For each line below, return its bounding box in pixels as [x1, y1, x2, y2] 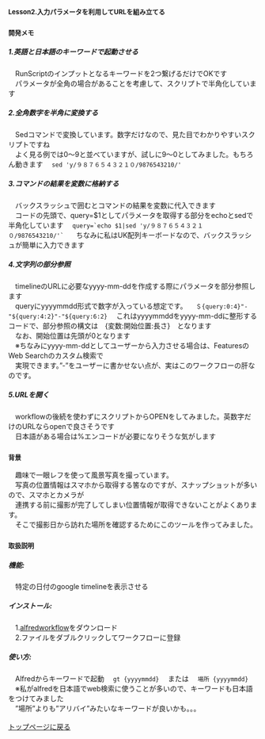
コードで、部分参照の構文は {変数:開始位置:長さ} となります [8, 320, 212, 331]
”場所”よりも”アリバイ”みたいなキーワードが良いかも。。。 [14, 703, 201, 713]
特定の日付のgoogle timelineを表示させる [14, 581, 149, 591]
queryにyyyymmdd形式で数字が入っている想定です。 [14, 301, 187, 311]
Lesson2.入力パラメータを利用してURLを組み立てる [8, 7, 165, 16]
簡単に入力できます [21, 240, 85, 250]
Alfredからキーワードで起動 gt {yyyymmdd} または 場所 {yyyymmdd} [14, 673, 249, 683]
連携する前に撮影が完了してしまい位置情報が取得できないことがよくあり [14, 500, 251, 509]
